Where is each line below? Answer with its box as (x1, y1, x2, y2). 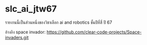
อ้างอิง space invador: (5, 29, 46, 35)
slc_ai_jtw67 (5, 3, 57, 15)
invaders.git (5, 34, 29, 40)
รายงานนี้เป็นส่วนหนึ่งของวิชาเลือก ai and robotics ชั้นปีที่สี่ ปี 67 (5, 19, 112, 25)
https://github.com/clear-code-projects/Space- (46, 29, 142, 35)
